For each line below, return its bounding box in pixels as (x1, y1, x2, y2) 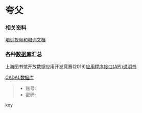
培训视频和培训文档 (5, 37, 46, 43)
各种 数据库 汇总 (5, 51, 42, 58)
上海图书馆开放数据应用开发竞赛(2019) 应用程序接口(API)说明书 (5, 63, 137, 70)
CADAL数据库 (5, 74, 34, 80)
